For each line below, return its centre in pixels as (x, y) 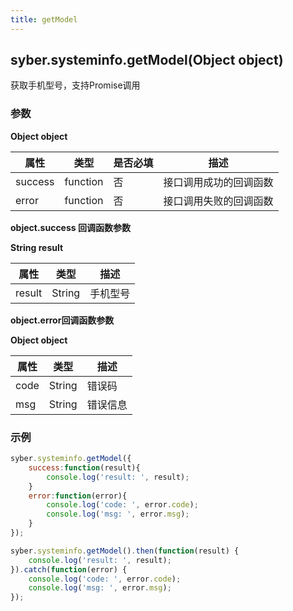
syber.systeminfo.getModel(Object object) (147, 60)
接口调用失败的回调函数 (218, 201)
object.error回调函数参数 (62, 320)
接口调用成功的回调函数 (218, 182)
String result (37, 247)
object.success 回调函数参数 (70, 227)
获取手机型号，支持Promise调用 (75, 85)
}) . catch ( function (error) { (69, 569)
